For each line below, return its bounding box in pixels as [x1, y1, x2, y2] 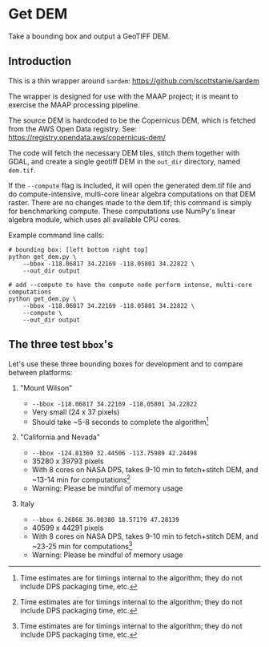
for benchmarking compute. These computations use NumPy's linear [8, 206, 236, 216]
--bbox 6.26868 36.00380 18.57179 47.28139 [31, 516, 180, 524]
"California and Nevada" [19, 432, 100, 442]
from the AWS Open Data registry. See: [8, 123, 138, 133]
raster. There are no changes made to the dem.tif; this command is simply [8, 197, 252, 207]
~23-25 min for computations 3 [31, 540, 133, 551]
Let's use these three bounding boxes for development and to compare [8, 358, 243, 369]
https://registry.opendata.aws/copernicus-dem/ [8, 132, 167, 142]
